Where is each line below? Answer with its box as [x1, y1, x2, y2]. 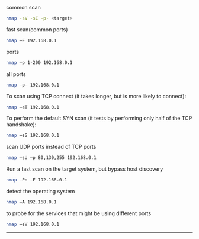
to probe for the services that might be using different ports [6, 209, 152, 217]
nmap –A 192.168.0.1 [6, 199, 57, 205]
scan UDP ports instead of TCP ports [6, 144, 97, 151]
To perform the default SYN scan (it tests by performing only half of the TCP [6, 114, 192, 122]
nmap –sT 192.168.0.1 [6, 104, 60, 110]
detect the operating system [6, 188, 75, 195]
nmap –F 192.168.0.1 [6, 37, 57, 43]
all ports [6, 70, 26, 78]
